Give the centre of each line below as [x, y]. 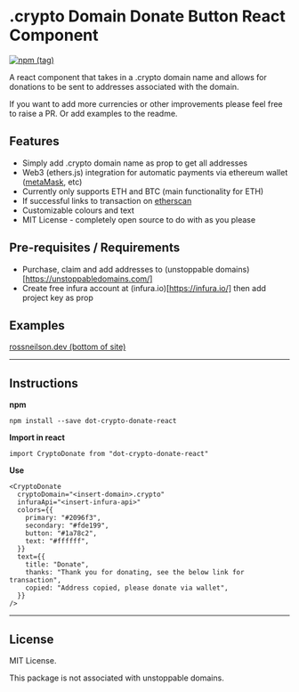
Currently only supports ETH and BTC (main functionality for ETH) [143, 191]
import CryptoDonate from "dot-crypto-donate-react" [109, 454]
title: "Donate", [57, 565]
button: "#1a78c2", [61, 533]
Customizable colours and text [78, 210]
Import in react [37, 437]
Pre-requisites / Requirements [95, 248]
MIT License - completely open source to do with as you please [139, 219]
